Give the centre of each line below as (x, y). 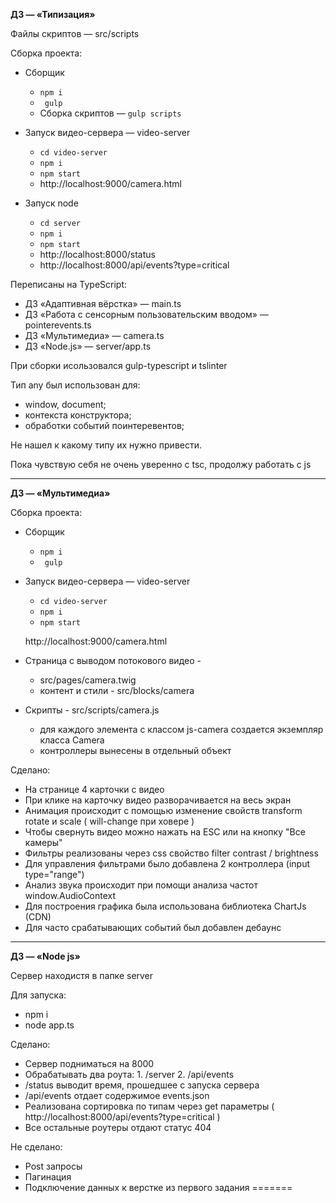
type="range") (54, 874)
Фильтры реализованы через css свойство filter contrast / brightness (171, 853)
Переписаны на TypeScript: (69, 284)
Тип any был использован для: (75, 385)
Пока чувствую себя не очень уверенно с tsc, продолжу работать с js (161, 464)
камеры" (43, 842)
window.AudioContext (70, 895)
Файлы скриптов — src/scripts (75, 33)
